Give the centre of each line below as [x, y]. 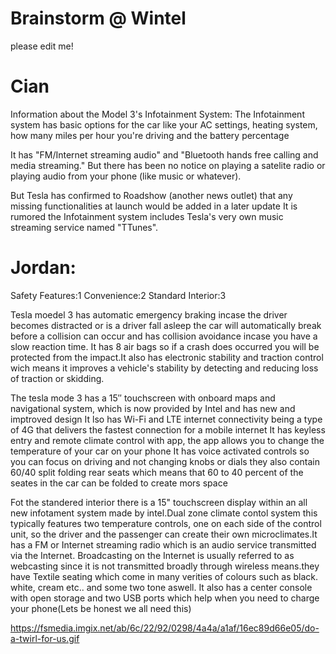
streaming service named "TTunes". [84, 227]
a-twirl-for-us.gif [45, 638]
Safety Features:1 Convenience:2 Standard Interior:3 [118, 295]
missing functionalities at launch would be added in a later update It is [154, 206]
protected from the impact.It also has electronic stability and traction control [167, 357]
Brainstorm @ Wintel [98, 18]
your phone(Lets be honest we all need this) [101, 608]
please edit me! [42, 46]
